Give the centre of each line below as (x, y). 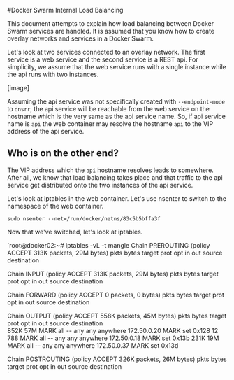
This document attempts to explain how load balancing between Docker (111, 23)
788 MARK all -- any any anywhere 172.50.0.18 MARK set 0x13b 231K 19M (113, 338)
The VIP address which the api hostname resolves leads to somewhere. (111, 170)
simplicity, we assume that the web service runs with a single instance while (117, 67)
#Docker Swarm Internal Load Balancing (65, 10)
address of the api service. (46, 131)
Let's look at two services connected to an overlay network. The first (106, 52)
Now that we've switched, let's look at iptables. (75, 232)
